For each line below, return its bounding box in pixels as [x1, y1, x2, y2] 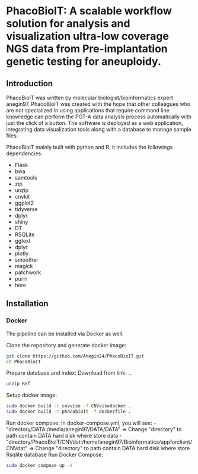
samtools [14, 174, 37, 181]
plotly [14, 250, 29, 257]
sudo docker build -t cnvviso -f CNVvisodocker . [6, 403, 132, 409]
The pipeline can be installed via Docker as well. [6, 330, 124, 337]
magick [14, 263, 33, 269]
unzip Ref [6, 381, 31, 387]
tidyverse [14, 206, 38, 212]
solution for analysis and [6, 17, 130, 30]
